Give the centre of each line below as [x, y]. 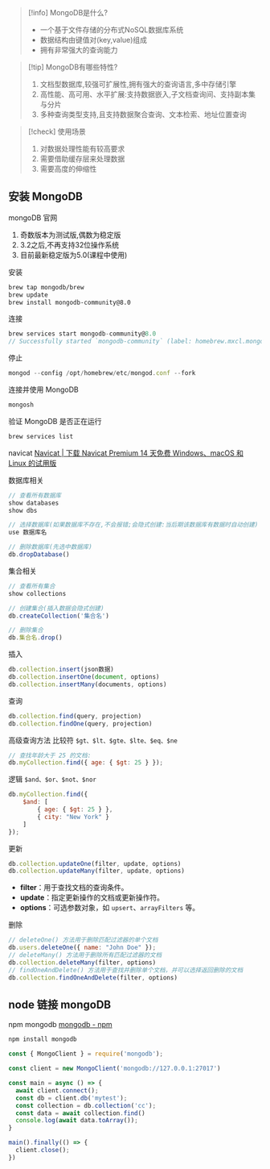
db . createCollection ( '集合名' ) [59, 616]
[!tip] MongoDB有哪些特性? [73, 67]
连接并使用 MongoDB [43, 389]
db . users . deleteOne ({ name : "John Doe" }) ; [82, 948]
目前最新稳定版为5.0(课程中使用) [74, 255]
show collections [37, 593]
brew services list [41, 436]
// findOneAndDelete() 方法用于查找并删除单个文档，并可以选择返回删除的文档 [126, 970]
